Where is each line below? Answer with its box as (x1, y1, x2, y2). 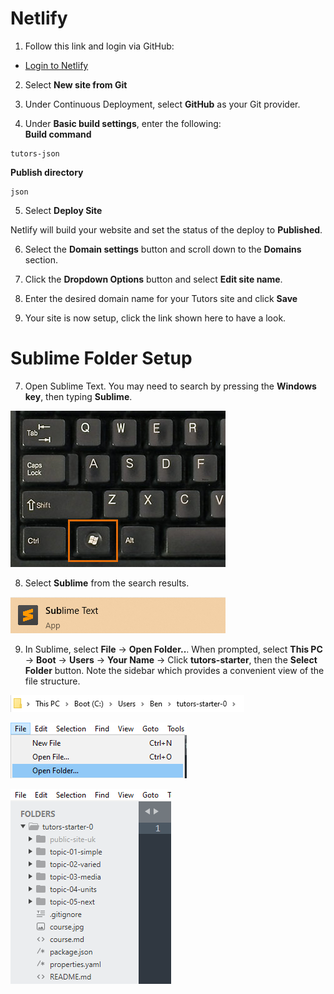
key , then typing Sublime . (24, 390, 133, 402)
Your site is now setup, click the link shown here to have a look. (24, 312, 287, 324)
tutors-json (10, 148, 60, 159)
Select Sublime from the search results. (24, 577, 190, 589)
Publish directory (10, 166, 84, 178)
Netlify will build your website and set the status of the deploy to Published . (10, 223, 323, 236)
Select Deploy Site (24, 204, 103, 216)
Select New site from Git (24, 78, 128, 91)
